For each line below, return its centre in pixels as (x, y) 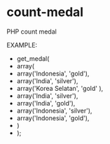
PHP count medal (32, 31)
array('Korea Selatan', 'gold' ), (60, 88)
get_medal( (33, 58)
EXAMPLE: (22, 45)
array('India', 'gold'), (46, 103)
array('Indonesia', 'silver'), (54, 110)
